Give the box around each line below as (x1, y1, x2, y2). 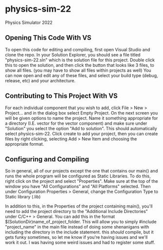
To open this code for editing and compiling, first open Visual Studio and (5, 46, 150, 52)
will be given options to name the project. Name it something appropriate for (5, 115, 158, 121)
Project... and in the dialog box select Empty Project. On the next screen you (5, 110, 158, 115)
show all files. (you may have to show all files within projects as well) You (5, 67, 152, 73)
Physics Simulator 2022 (5, 19, 53, 25)
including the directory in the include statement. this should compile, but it (5, 229, 154, 235)
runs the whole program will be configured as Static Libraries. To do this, (5, 173, 151, 179)
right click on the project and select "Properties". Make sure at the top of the (5, 178, 158, 184)
